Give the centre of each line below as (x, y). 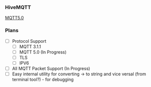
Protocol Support (29, 41)
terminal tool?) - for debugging (43, 80)
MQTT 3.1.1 (30, 46)
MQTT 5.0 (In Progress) (43, 52)
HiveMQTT (18, 7)
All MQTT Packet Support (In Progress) (51, 68)
